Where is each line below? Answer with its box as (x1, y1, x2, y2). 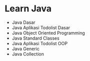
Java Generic (11, 46, 39, 52)
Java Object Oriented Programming (11, 30, 85, 36)
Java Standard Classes (11, 35, 59, 41)
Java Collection (11, 51, 44, 57)
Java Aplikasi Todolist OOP (11, 40, 68, 46)
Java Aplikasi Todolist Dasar (11, 24, 70, 30)
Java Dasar (11, 19, 35, 25)
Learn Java (4, 3, 52, 14)
